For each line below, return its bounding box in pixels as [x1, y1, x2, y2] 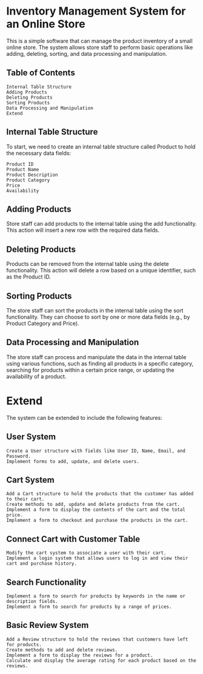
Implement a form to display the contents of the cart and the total [6, 507, 186, 513]
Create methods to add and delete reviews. [6, 647, 118, 653]
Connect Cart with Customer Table [6, 534, 141, 544]
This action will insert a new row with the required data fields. [6, 226, 159, 234]
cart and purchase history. [6, 561, 78, 567]
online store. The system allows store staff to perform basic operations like [6, 44, 193, 51]
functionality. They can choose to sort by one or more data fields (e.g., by [6, 314, 190, 320]
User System [6, 432, 56, 442]
